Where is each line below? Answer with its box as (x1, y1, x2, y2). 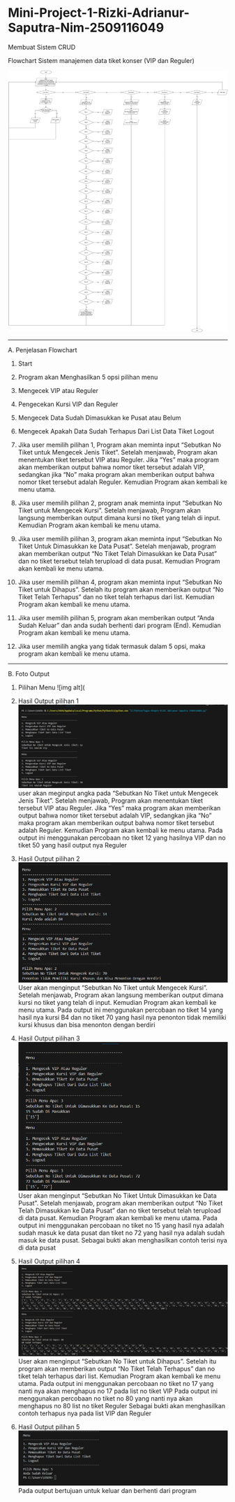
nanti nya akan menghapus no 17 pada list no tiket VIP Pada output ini (17, 1387, 218, 1395)
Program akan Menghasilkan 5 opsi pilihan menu (17, 373, 158, 382)
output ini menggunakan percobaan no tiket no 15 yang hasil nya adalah (17, 1221, 225, 1229)
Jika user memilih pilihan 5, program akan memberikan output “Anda (17, 614, 215, 622)
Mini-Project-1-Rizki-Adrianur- (8, 5, 190, 21)
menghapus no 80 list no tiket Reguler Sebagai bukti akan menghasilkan (17, 1401, 226, 1410)
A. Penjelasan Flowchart (8, 346, 77, 355)
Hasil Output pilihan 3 (17, 1033, 80, 1043)
